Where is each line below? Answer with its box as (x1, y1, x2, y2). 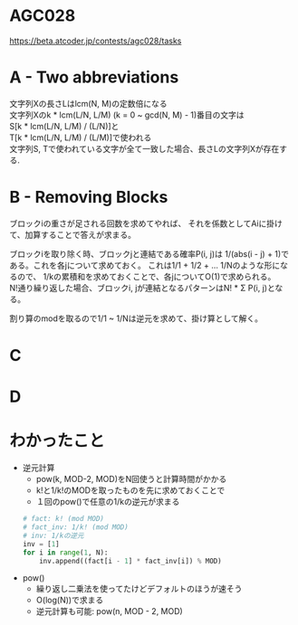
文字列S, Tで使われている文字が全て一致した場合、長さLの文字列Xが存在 (9, 143, 280, 154)
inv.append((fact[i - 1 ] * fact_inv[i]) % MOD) (39, 556, 222, 565)
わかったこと (9, 431, 106, 451)
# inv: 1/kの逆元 (22, 531, 84, 540)
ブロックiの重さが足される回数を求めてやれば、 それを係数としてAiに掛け (9, 218, 284, 229)
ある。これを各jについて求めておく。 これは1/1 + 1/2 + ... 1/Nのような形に (9, 260, 281, 270)
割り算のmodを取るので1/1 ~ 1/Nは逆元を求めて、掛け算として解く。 (9, 313, 263, 324)
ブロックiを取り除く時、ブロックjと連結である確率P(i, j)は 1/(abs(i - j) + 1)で (9, 248, 290, 259)
